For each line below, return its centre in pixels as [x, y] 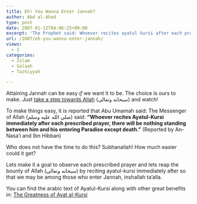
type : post [19, 22]
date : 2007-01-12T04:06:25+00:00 [47, 28]
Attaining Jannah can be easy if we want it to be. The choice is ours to [91, 93]
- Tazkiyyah [26, 72]
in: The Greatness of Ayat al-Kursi [47, 195]
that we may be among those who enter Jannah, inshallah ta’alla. [84, 177]
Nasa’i [14, 136]
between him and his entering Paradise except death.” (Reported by [90, 130]
